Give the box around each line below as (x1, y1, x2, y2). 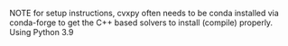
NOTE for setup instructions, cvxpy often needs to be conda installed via (9, 8, 280, 18)
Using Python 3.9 (9, 27, 74, 37)
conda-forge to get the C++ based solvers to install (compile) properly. (9, 17, 274, 28)
